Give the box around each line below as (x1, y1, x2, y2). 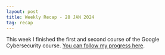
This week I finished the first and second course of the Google (6, 36, 160, 43)
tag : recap (6, 20, 33, 25)
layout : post (6, 8, 39, 15)
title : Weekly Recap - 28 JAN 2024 (6, 14, 95, 20)
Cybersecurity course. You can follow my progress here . (6, 42, 145, 49)
